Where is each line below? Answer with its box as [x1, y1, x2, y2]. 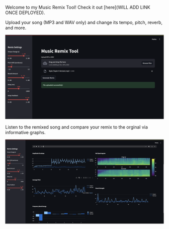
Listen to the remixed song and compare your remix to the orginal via [5, 124, 148, 130]
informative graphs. [5, 129, 46, 135]
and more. [5, 25, 27, 31]
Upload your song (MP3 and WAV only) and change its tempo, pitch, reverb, [5, 20, 162, 25]
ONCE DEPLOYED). [5, 10, 45, 16]
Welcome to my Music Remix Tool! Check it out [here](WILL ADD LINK [5, 5, 150, 10]
